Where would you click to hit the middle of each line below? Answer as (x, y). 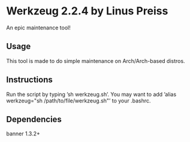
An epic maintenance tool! (38, 28)
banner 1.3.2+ (23, 134)
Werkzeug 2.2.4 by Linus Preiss (87, 11)
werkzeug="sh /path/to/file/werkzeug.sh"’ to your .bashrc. (79, 101)
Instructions (29, 80)
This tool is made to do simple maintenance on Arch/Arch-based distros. (96, 61)
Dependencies (34, 119)
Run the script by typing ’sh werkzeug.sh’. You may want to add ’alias (91, 94)
